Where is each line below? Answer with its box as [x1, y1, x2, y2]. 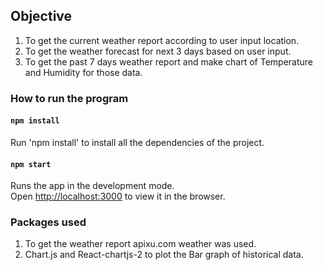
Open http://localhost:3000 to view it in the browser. [10, 190, 226, 203]
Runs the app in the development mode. [10, 180, 175, 192]
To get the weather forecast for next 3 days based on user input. [24, 45, 292, 57]
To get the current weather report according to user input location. [24, 34, 300, 46]
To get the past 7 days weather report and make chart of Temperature [24, 55, 314, 68]
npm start [10, 159, 52, 169]
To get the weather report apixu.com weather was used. [24, 238, 257, 250]
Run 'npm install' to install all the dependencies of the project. [10, 136, 265, 148]
